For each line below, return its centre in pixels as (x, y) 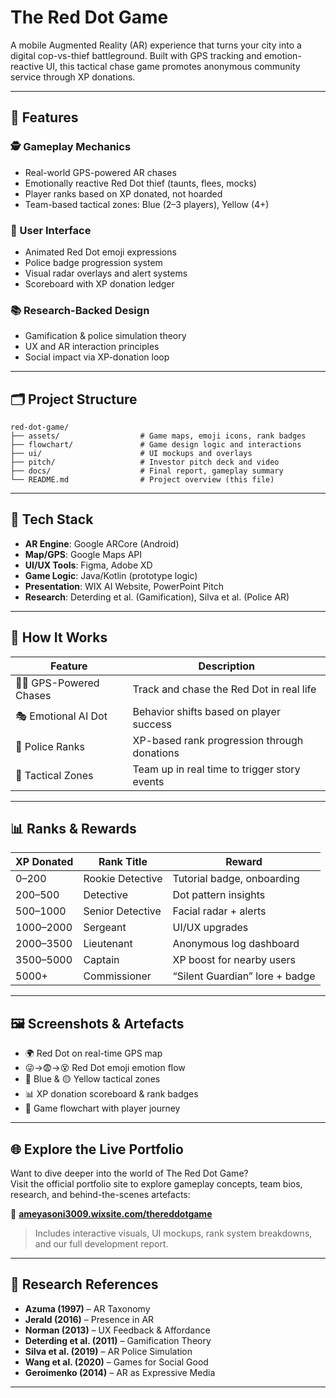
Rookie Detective (123, 879)
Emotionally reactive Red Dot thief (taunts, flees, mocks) (140, 183)
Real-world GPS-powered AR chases (100, 172)
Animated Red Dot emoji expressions (100, 252)
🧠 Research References (84, 1284)
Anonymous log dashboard (236, 944)
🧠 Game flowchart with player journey (102, 1108)
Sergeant (105, 928)
